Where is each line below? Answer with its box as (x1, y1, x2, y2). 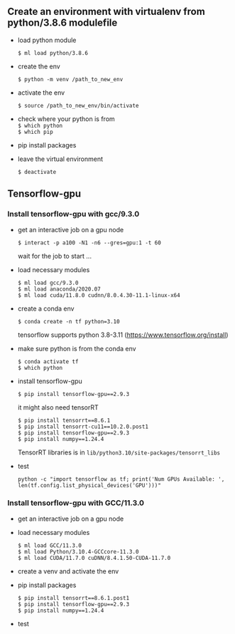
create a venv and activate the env (17, 566, 119, 576)
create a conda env (17, 304, 75, 313)
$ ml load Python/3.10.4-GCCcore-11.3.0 (17, 548, 139, 555)
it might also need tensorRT (17, 402, 99, 412)
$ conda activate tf (17, 358, 79, 365)
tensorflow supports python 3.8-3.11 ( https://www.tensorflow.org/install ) (17, 331, 229, 339)
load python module (17, 36, 77, 44)
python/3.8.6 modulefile (7, 17, 118, 29)
